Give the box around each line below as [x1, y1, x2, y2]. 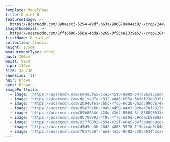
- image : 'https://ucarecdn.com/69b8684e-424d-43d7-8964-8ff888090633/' [10, 110, 166, 116]
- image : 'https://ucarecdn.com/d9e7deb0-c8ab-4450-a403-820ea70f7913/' [10, 106, 166, 111]
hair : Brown [5, 78, 30, 83]
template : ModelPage [5, 7, 49, 13]
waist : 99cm [5, 59, 30, 64]
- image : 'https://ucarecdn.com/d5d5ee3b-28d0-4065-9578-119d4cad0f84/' [10, 124, 166, 129]
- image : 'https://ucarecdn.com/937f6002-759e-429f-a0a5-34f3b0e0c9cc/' [10, 119, 166, 125]
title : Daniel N [5, 12, 39, 17]
